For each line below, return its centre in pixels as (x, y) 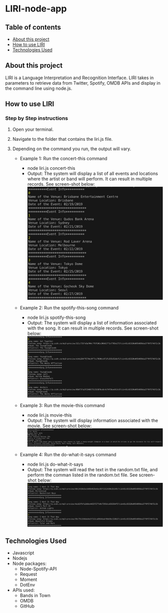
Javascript (23, 553)
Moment (28, 579)
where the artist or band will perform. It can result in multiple (90, 179)
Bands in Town (35, 595)
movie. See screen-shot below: (59, 426)
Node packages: (29, 563)
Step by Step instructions (37, 118)
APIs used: (23, 590)
